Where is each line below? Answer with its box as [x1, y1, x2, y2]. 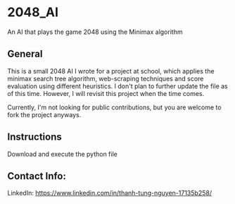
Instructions [7, 131, 62, 143]
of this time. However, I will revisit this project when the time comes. [7, 89, 205, 97]
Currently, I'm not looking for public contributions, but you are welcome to [7, 103, 222, 112]
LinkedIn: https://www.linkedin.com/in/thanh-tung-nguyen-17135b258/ [7, 188, 212, 198]
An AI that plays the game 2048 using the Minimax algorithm [7, 28, 183, 36]
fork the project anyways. [7, 110, 82, 119]
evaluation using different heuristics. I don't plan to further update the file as [7, 82, 228, 90]
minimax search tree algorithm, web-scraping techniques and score [7, 74, 204, 83]
